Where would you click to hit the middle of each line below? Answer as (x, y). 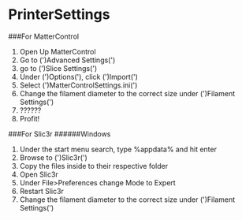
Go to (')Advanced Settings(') (67, 60)
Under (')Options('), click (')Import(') (78, 76)
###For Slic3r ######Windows (60, 134)
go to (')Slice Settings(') (58, 68)
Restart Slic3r (42, 191)
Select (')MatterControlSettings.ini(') (78, 85)
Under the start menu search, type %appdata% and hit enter (118, 149)
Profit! (30, 118)
